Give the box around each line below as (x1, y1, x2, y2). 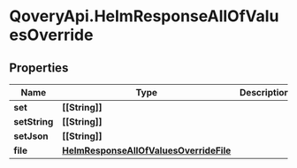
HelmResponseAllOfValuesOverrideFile (61, 144, 232, 157)
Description (240, 87, 290, 98)
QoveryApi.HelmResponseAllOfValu (9, 6, 279, 27)
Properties (9, 60, 69, 75)
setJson (13, 130, 49, 142)
